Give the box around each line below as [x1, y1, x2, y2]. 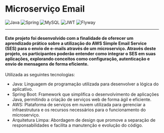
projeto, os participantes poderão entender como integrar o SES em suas [5, 50, 156, 56]
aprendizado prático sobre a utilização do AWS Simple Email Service [5, 40, 147, 46]
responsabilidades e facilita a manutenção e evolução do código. [12, 122, 143, 128]
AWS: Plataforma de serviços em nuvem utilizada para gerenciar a [12, 102, 145, 108]
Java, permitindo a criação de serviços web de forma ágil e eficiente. [12, 97, 152, 102]
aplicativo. [12, 86, 33, 92]
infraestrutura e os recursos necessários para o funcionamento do [12, 107, 146, 113]
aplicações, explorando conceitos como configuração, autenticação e [5, 56, 150, 62]
